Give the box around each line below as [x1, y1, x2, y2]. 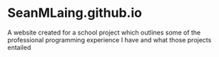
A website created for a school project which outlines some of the [7, 28, 201, 37]
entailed [7, 43, 31, 51]
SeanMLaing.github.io [7, 5, 143, 21]
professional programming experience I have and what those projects [7, 35, 212, 44]
